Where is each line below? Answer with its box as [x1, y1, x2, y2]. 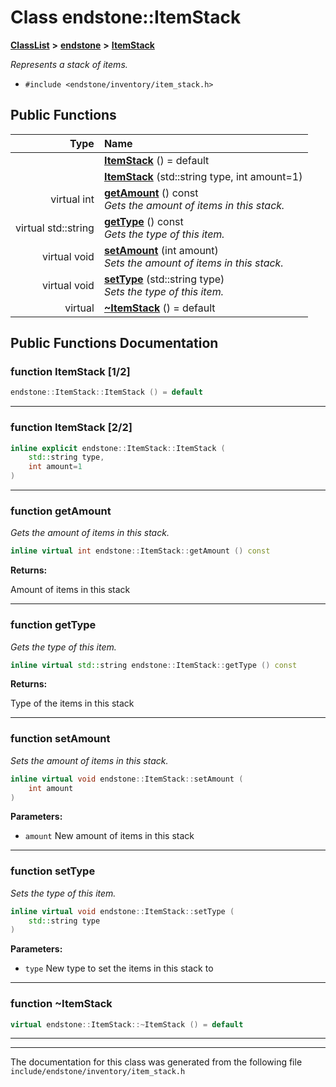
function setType [10, 864, 96, 878]
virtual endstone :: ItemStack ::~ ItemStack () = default [10, 1019, 244, 1030]
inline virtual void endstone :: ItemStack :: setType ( [10, 906, 235, 916]
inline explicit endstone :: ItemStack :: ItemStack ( [10, 443, 226, 453]
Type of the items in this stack [10, 697, 135, 710]
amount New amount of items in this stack [24, 830, 195, 842]
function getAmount [10, 504, 112, 518]
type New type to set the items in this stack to [24, 962, 214, 975]
